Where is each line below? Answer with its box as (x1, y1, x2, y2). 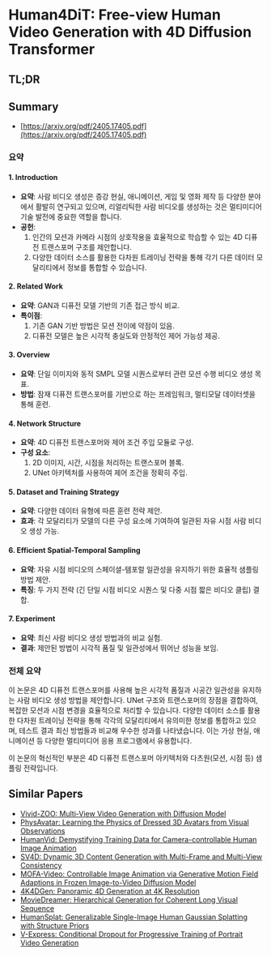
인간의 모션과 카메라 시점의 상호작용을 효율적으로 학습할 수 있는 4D (32, 232, 243, 242)
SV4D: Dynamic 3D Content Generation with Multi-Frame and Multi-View (19, 851, 263, 861)
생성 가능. (28, 526, 60, 536)
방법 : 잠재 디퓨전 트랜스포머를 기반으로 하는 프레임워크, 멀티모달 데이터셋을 (19, 389, 256, 399)
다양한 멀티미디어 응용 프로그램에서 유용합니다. (44, 736, 193, 746)
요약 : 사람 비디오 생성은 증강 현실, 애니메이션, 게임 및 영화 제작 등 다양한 (19, 191, 247, 201)
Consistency (19, 860, 62, 870)
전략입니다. (23, 764, 59, 773)
